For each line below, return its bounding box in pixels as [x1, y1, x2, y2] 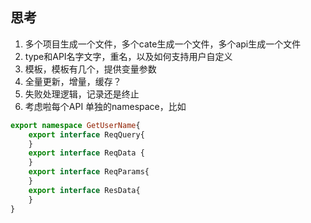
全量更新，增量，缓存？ [24, 75, 122, 87]
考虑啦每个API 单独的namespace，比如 [24, 100, 187, 112]
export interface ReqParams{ [28, 167, 150, 177]
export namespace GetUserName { [10, 120, 141, 130]
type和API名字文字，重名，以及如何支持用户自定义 [24, 50, 233, 62]
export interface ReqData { [28, 148, 145, 158]
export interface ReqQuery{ [28, 129, 145, 140]
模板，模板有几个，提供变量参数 [24, 63, 157, 75]
